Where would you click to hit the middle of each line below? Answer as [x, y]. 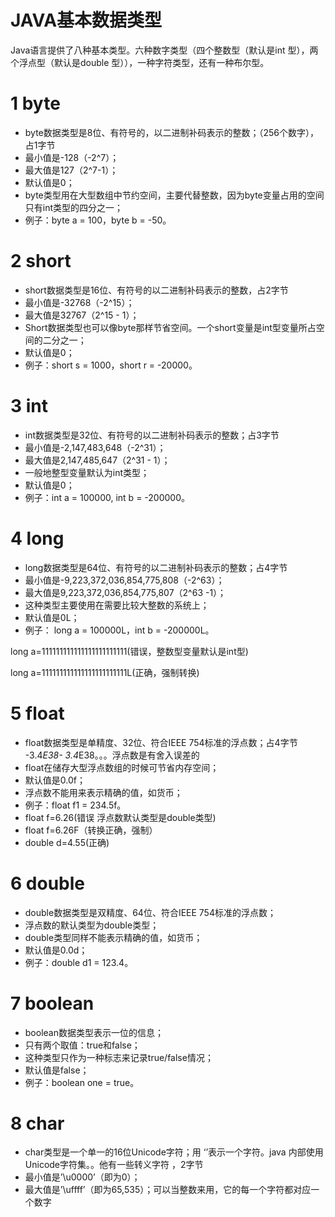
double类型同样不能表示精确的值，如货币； [113, 937]
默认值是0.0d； [56, 950]
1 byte [35, 103]
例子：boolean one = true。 [82, 1082]
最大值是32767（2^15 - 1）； [82, 315]
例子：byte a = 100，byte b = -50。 [98, 220]
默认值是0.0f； [55, 780]
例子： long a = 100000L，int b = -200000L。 [119, 630]
